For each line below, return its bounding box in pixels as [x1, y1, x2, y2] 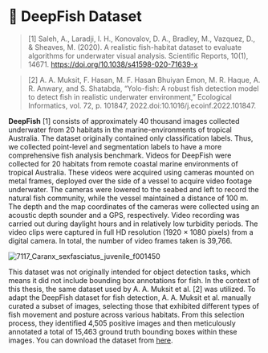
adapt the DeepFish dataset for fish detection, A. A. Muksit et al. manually [8, 293, 252, 302]
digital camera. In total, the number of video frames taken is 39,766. [8, 236, 233, 245]
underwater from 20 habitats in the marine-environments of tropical [8, 125, 233, 134]
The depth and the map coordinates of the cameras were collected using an [8, 201, 259, 211]
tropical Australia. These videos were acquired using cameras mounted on [8, 167, 254, 177]
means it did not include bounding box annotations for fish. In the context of [8, 275, 259, 285]
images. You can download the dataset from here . [8, 335, 174, 345]
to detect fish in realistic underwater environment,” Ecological [27, 92, 233, 101]
